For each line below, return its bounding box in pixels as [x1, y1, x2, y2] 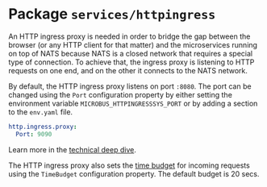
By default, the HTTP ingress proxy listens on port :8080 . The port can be [8, 81, 252, 91]
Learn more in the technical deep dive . [8, 144, 137, 154]
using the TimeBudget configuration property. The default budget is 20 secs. [8, 168, 260, 178]
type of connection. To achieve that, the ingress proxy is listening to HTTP [8, 57, 255, 67]
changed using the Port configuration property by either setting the [8, 89, 232, 99]
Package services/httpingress [8, 5, 216, 23]
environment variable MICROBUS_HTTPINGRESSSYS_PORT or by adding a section [8, 98, 258, 108]
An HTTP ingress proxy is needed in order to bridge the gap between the [8, 31, 251, 41]
